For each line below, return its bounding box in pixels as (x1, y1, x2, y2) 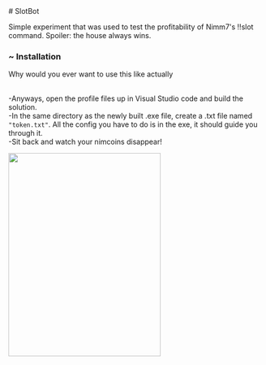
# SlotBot (8, 7, 40, 15)
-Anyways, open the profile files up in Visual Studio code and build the (8, 93, 244, 103)
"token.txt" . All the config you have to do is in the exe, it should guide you (8, 119, 258, 129)
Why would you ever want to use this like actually (8, 69, 174, 79)
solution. (8, 102, 38, 112)
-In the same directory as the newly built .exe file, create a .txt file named (8, 111, 253, 121)
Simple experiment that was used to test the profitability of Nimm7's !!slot (8, 22, 254, 32)
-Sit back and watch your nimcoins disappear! (8, 137, 162, 147)
